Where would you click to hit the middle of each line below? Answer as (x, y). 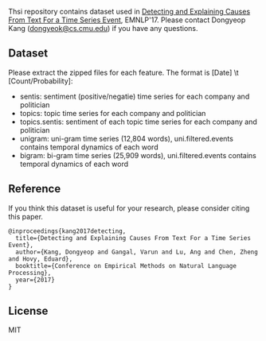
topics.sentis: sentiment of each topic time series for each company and (138, 122)
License (28, 311)
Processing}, (30, 273)
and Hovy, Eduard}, (41, 259)
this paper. (26, 216)
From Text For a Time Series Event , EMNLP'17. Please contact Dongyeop (127, 20)
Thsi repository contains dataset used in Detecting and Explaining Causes (129, 12)
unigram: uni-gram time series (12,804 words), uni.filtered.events (126, 138)
